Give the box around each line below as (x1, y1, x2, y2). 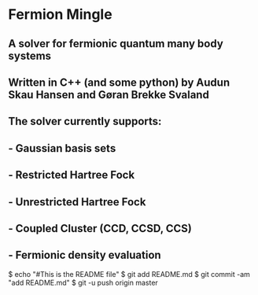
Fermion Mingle (8, 6, 112, 24)
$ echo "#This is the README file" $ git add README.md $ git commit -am (8, 269, 250, 278)
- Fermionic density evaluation (8, 249, 161, 262)
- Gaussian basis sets (8, 142, 116, 155)
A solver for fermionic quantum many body (8, 37, 224, 50)
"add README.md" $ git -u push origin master (8, 278, 159, 287)
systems (8, 49, 52, 62)
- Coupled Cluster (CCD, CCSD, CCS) (8, 222, 193, 235)
